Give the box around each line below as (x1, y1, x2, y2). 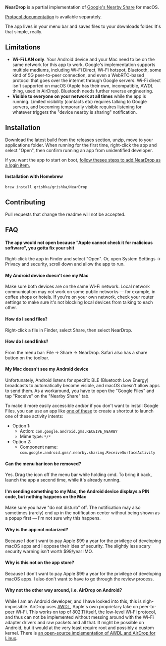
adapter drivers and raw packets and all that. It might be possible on (5, 620, 144, 626)
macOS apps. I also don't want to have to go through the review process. (5, 576, 154, 582)
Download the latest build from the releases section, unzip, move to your (5, 137, 154, 143)
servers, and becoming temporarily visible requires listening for (12, 104, 142, 110)
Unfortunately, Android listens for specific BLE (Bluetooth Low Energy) (5, 377, 149, 383)
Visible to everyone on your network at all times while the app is (12, 93, 146, 99)
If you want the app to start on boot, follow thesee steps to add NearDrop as (5, 157, 161, 163)
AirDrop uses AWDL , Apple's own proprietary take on (29, 604, 138, 610)
